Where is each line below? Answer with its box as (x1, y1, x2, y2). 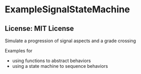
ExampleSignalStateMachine (5, 4, 130, 15)
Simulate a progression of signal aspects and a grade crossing (5, 38, 136, 44)
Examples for (5, 48, 33, 53)
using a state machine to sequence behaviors (12, 63, 108, 69)
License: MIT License (5, 24, 74, 33)
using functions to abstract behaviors (12, 58, 91, 64)
